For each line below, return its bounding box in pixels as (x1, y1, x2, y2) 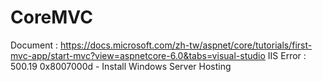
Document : (10, 39, 59, 51)
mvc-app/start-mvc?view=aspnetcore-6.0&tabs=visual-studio (10, 49, 266, 61)
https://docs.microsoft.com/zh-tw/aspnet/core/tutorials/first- (59, 39, 313, 51)
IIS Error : (267, 49, 307, 61)
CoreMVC (10, 6, 93, 29)
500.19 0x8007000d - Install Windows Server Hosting (10, 60, 232, 72)
